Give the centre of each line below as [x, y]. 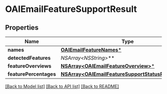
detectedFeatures [29, 58]
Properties [22, 28]
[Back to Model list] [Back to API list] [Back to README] [62, 86]
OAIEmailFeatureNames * [91, 50]
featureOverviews [30, 66]
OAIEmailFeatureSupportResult [71, 9]
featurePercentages [32, 74]
